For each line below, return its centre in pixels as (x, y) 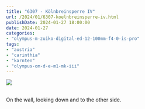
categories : (20, 33)
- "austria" (20, 50)
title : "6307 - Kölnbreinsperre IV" (51, 11)
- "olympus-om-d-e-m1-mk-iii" (43, 66)
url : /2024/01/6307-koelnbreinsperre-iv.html (62, 17)
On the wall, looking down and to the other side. (64, 100)
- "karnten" (20, 60)
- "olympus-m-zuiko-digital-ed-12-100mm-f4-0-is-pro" (73, 39)
